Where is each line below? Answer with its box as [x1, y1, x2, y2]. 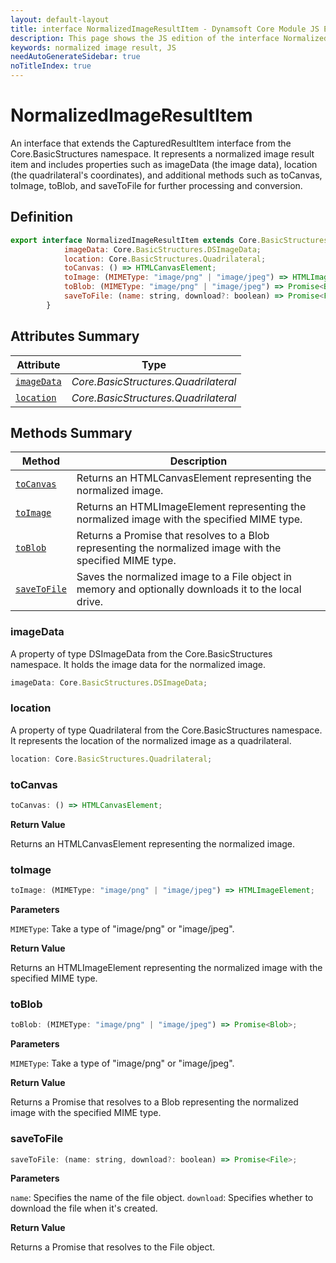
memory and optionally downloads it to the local [76, 582, 302, 596]
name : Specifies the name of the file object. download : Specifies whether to [10, 1192, 314, 1204]
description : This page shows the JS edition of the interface [10, 33, 280, 43]
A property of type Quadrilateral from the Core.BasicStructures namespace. [10, 724, 323, 736]
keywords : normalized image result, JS [10, 42, 177, 53]
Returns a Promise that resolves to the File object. [10, 1241, 216, 1253]
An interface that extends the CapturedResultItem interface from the [10, 137, 292, 149]
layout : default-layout [10, 14, 110, 25]
